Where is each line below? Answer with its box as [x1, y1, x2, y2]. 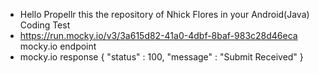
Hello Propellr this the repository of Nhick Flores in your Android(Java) [19, 9, 310, 20]
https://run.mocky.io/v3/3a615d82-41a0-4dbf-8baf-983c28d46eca [19, 30, 298, 41]
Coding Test [19, 19, 71, 31]
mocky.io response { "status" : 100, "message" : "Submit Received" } [19, 51, 304, 63]
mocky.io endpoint [19, 40, 97, 52]
